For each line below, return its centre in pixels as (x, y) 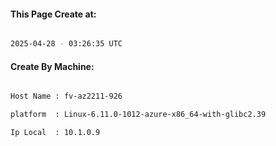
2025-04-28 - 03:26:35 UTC (66, 44)
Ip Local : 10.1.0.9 (55, 133)
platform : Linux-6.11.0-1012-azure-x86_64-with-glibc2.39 (138, 115)
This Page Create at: (53, 14)
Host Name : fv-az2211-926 (66, 96)
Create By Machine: (52, 66)
